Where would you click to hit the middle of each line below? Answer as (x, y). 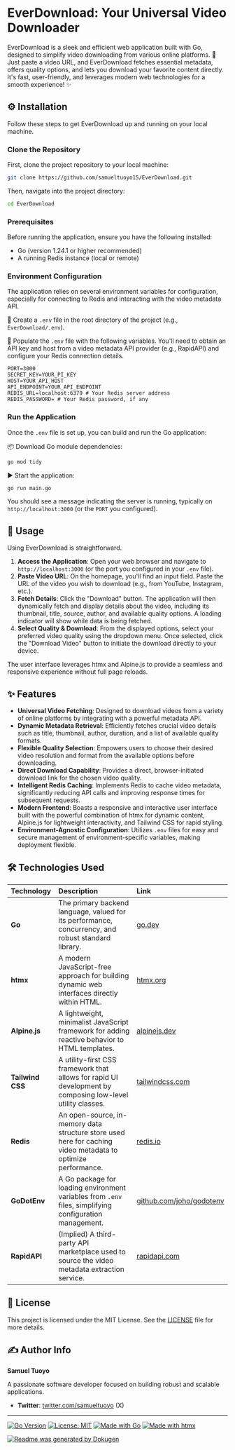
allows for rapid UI (88, 1077)
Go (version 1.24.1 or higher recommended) (79, 251)
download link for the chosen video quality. (79, 778)
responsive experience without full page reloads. (78, 672)
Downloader (44, 28)
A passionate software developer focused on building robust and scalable (114, 1384)
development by (85, 1086)
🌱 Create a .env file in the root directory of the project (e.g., (93, 320)
